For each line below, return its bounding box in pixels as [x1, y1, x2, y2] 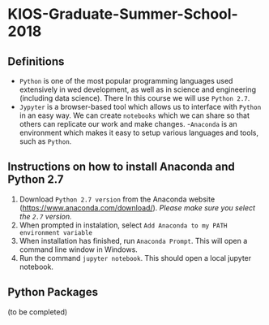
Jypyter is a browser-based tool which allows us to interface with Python [19, 102, 262, 111]
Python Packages [7, 285, 99, 299]
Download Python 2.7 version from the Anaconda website [19, 194, 216, 204]
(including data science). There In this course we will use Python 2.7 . [19, 93, 250, 102]
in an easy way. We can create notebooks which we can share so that [19, 110, 250, 120]
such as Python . [19, 136, 72, 146]
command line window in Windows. [19, 245, 139, 254]
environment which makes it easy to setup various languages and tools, [19, 128, 258, 137]
